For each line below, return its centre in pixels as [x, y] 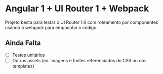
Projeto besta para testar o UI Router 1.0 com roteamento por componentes [82, 22]
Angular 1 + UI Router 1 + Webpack [77, 9]
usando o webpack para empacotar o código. [51, 27]
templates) [23, 66]
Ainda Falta [23, 43]
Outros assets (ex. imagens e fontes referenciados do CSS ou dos [79, 60]
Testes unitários [29, 55]
